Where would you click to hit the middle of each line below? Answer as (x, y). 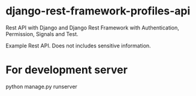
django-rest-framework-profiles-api (98, 11)
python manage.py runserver (41, 86)
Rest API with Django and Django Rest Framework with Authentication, (92, 28)
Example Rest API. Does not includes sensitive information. (78, 46)
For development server (67, 70)
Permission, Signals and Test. (42, 34)
